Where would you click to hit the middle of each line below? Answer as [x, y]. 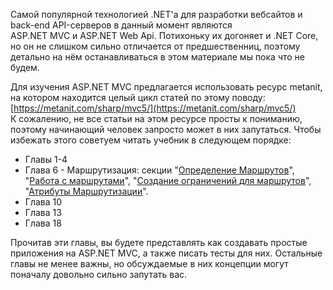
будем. [25, 67]
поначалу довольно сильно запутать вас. [99, 274]
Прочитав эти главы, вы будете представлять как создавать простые [159, 242]
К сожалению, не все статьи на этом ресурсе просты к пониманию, [156, 118]
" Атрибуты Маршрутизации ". [86, 191]
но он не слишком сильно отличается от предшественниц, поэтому [155, 46]
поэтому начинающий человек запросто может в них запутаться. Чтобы [166, 129]
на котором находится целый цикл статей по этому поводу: [138, 97]
